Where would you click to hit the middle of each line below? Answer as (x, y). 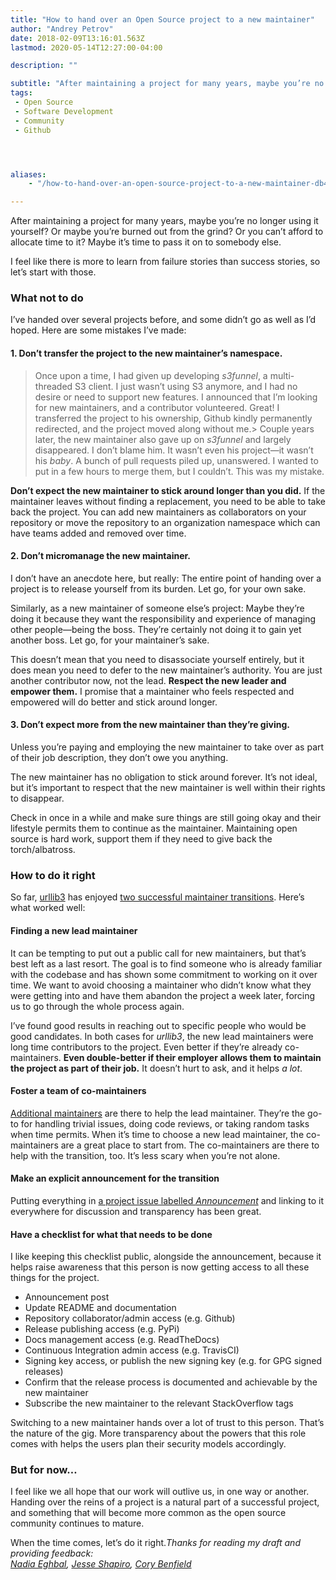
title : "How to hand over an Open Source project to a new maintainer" (162, 19)
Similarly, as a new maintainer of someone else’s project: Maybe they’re (157, 608)
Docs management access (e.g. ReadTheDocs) (122, 1340)
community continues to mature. (77, 1523)
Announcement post (67, 1297)
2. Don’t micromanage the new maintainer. (101, 556)
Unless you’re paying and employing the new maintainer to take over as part (167, 747)
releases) (44, 1372)
